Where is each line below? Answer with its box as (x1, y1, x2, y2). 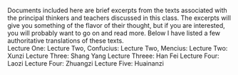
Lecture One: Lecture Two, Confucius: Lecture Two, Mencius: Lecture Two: (7, 44, 228, 52)
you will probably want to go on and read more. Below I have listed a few (7, 29, 221, 37)
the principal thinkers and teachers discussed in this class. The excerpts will (7, 14, 232, 22)
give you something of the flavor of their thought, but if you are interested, (7, 21, 226, 29)
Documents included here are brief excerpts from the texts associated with (7, 6, 228, 14)
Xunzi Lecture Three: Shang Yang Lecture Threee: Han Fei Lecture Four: (7, 51, 219, 60)
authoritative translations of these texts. (7, 36, 125, 45)
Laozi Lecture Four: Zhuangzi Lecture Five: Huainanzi (7, 59, 164, 67)
